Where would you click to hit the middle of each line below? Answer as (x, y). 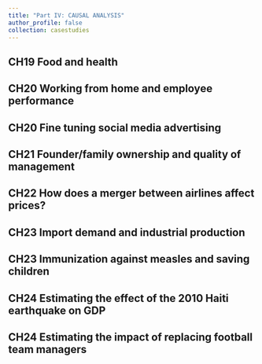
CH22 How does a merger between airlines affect (131, 193)
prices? (27, 206)
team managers (48, 349)
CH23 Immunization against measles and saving (129, 259)
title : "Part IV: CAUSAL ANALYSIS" (66, 15)
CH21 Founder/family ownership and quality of (125, 154)
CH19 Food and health (63, 62)
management (41, 166)
